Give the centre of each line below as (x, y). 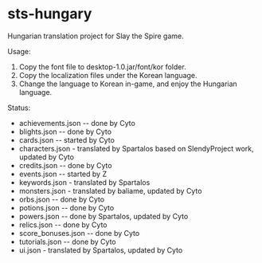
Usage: (19, 51)
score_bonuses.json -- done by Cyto (79, 233)
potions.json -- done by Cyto (66, 207)
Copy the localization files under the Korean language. (108, 75)
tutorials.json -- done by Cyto (67, 241)
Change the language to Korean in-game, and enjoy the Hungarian (128, 84)
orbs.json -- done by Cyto (62, 199)
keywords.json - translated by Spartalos (84, 182)
